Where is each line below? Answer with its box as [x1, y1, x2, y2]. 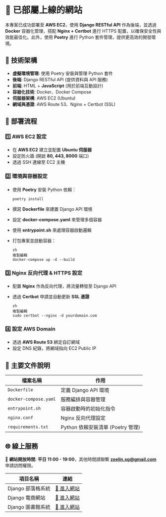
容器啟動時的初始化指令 [60, 405, 115, 412]
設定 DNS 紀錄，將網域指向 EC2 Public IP [12, 345, 97, 351]
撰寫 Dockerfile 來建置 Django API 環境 [12, 206, 93, 212]
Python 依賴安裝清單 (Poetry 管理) [60, 424, 140, 431]
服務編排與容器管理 [60, 396, 106, 403]
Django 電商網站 [7, 494, 46, 501]
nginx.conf [7, 415, 33, 421]
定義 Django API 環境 [60, 387, 110, 394]
